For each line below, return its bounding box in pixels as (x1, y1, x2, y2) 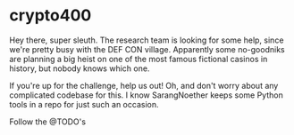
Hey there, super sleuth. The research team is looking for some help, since (9, 35, 284, 45)
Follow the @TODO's (9, 116, 87, 127)
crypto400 (9, 5, 92, 26)
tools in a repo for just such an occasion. (9, 99, 159, 109)
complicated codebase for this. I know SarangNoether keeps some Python (9, 90, 283, 100)
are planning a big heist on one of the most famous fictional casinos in (9, 53, 268, 64)
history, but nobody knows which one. (9, 63, 150, 74)
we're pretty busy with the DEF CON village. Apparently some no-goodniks (9, 44, 285, 54)
